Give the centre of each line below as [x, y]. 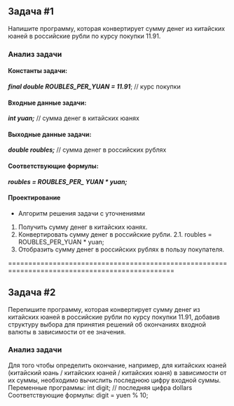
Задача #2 [32, 293]
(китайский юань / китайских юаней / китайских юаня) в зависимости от [117, 372]
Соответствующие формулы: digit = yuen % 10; [78, 395]
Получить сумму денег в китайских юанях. [83, 227]
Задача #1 [31, 12]
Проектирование [34, 198]
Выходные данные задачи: [50, 134]
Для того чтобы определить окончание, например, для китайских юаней [117, 365]
